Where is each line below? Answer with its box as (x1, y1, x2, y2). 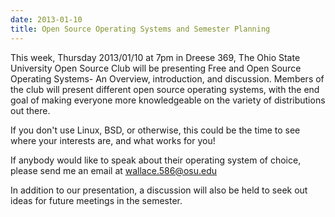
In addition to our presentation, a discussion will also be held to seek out (10, 184, 308, 196)
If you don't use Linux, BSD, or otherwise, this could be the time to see (10, 124, 301, 136)
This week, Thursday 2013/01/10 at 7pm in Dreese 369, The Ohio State (10, 51, 301, 63)
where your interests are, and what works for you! (10, 134, 216, 146)
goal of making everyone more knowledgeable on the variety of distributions (10, 94, 326, 106)
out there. (10, 104, 51, 116)
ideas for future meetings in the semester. (10, 194, 183, 206)
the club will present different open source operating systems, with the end (10, 83, 320, 95)
